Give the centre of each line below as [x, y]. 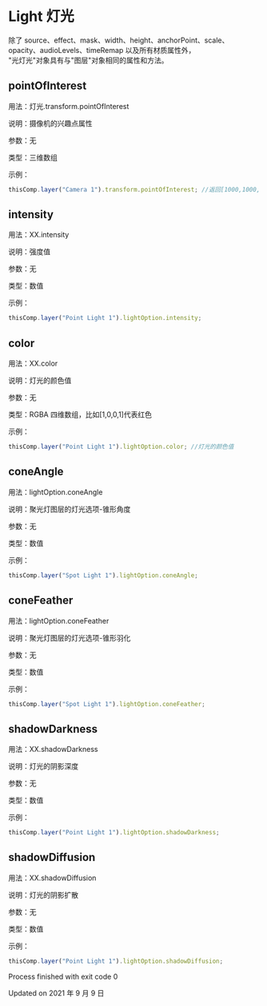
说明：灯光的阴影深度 [43, 766]
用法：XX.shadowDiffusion [52, 878]
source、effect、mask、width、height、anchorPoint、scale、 [126, 40]
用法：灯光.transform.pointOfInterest [69, 106]
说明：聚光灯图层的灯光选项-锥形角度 [70, 509]
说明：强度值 [29, 252]
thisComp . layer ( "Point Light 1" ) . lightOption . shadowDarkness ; [114, 833]
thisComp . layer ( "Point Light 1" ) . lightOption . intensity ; [105, 318]
